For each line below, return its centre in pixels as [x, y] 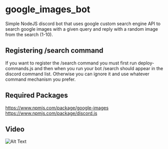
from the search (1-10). [29, 34]
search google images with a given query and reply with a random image [82, 29]
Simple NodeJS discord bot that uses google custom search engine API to [83, 24]
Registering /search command [54, 50]
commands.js [19, 68]
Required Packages [37, 95]
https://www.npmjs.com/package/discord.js [51, 113]
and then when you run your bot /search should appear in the [99, 68]
